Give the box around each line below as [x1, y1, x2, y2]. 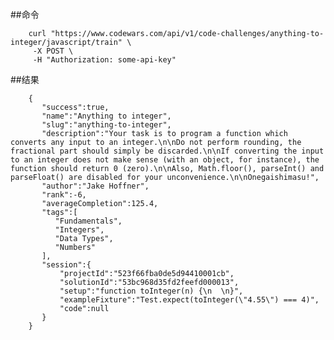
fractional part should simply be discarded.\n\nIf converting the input [10, 146, 325, 156]
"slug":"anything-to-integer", [41, 120, 172, 130]
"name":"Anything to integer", [41, 111, 172, 121]
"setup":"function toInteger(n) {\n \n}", [59, 286, 244, 296]
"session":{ [41, 260, 92, 270]
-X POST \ [32, 46, 74, 56]
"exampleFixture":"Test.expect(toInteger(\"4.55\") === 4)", [59, 295, 320, 305]
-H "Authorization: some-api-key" [32, 55, 177, 65]
